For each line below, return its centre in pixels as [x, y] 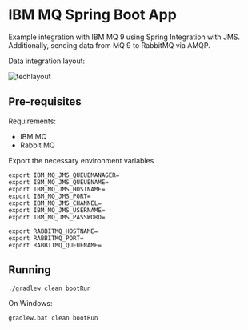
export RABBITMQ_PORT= [46, 238]
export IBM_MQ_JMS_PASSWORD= [57, 217]
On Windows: [30, 303]
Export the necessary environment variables [81, 160]
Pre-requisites [45, 102]
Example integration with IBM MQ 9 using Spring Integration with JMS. [124, 37]
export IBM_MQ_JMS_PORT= [50, 196]
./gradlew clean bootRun [50, 288]
